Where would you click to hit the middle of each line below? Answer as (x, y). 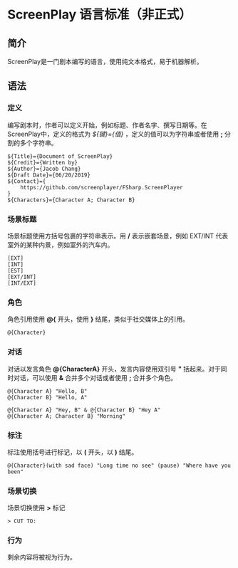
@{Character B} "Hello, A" (47, 397)
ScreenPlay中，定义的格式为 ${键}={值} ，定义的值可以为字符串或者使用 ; (115, 134)
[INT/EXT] (22, 283)
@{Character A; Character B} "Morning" (67, 416)
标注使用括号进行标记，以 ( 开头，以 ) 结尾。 (73, 452)
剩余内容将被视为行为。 (42, 557)
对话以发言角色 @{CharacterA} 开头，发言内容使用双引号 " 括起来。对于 (114, 369)
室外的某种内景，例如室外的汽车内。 (61, 244)
